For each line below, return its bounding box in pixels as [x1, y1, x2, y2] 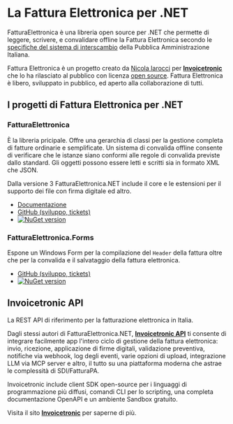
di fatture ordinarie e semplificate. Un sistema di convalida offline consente [7, 143, 223, 152]
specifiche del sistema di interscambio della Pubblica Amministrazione [7, 43, 210, 51]
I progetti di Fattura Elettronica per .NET [7, 99, 183, 111]
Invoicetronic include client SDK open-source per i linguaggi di [7, 380, 187, 388]
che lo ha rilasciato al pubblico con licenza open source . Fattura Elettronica [7, 71, 223, 80]
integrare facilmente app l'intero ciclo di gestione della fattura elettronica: [7, 337, 218, 345]
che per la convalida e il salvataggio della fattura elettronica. [7, 255, 181, 264]
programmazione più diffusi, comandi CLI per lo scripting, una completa [7, 387, 214, 396]
